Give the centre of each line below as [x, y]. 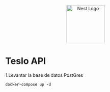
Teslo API [26, 61]
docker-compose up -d [28, 84]
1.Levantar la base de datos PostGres [44, 75]
